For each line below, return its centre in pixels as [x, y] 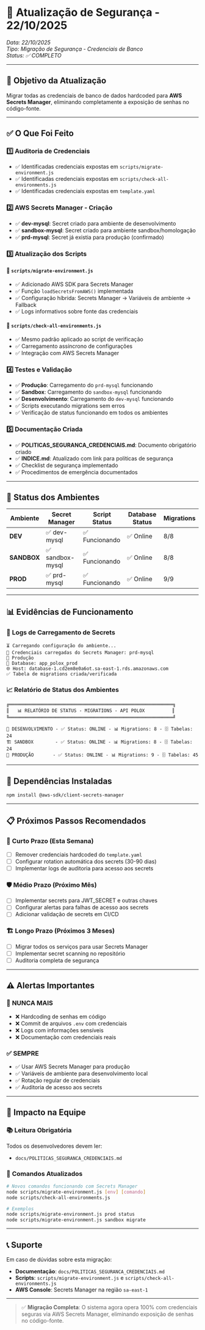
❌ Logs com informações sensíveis [59, 1030]
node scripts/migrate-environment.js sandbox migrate [76, 1220]
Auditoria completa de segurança [57, 960]
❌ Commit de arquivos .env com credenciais [71, 1023]
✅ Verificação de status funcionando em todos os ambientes [92, 413]
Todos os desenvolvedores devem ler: [54, 1146]
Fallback [26, 304]
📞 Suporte [24, 1245]
